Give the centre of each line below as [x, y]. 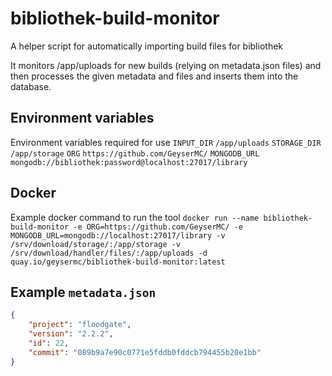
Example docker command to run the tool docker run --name [135, 217]
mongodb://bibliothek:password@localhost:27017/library [129, 162]
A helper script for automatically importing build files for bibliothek [147, 46]
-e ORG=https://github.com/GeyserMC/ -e [158, 227]
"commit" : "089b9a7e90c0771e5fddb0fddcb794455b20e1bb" [145, 352]
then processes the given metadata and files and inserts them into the [154, 76]
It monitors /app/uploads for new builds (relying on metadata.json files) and [166, 65]
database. [31, 86]
